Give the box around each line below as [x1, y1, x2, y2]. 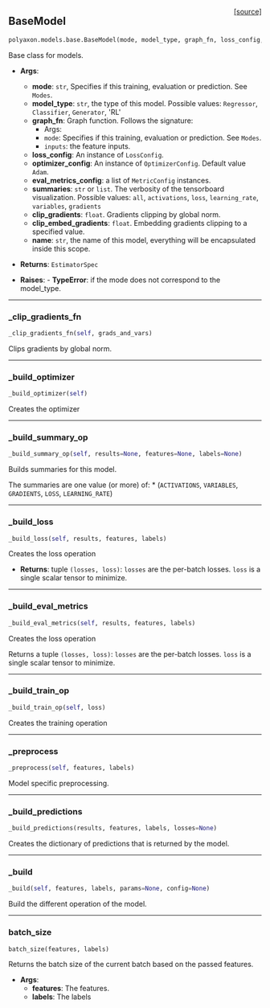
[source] [233, 7, 262, 16]
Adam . [31, 166, 50, 176]
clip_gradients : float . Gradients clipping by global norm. [31, 209, 221, 219]
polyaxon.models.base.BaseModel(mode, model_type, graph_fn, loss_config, [8, 35, 264, 43]
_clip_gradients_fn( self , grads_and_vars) [8, 329, 153, 337]
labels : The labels [31, 992, 92, 1002]
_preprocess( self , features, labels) [8, 764, 135, 772]
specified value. [31, 227, 85, 236]
